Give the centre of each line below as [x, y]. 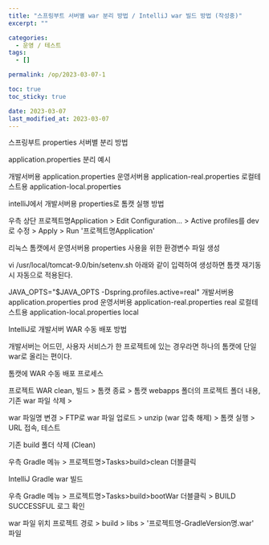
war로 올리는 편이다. [40, 357]
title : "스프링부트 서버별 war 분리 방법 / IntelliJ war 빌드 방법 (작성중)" [125, 16]
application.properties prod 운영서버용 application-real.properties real [122, 302]
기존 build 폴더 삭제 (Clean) [52, 445]
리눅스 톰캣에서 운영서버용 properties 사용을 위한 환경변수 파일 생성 [114, 248]
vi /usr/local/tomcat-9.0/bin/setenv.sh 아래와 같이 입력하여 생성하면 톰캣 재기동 [135, 265]
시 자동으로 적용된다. [41, 275]
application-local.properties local [84, 312]
